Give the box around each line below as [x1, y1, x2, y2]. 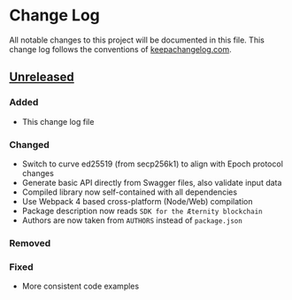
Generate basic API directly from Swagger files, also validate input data [21, 177, 282, 188]
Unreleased [9, 70, 75, 85]
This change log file [21, 116, 95, 127]
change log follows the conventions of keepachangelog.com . [9, 43, 232, 54]
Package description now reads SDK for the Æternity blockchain [21, 205, 263, 216]
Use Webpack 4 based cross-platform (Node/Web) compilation [21, 196, 253, 206]
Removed [9, 236, 51, 249]
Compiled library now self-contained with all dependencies [21, 187, 237, 197]
